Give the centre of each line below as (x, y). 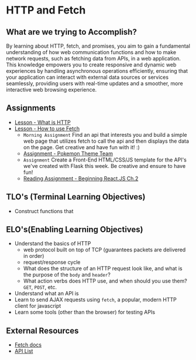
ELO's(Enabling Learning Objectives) (75, 230)
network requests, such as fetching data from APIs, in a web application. (94, 58)
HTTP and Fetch (46, 10)
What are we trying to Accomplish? (72, 32)
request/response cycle (52, 263)
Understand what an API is (47, 294)
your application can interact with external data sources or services (87, 77)
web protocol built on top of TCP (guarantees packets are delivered (104, 250)
